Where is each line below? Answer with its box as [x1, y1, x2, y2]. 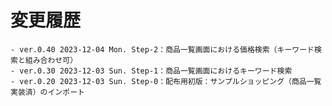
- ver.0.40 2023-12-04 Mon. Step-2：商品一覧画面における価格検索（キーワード [10, 44, 315, 55]
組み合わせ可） [24, 55, 78, 65]
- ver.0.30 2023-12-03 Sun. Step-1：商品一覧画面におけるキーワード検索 [10, 66, 293, 76]
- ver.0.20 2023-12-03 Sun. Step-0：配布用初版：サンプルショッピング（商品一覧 [10, 76, 322, 86]
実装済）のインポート [10, 87, 85, 97]
